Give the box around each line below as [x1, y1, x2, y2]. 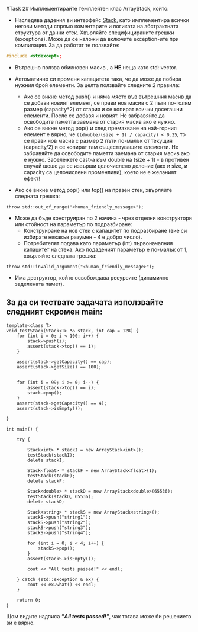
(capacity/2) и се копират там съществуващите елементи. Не [23, 143, 179, 150]
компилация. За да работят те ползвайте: [14, 41, 120, 49]
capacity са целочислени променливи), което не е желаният [23, 168, 177, 175]
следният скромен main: [6, 307, 103, 317]
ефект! [23, 175, 40, 182]
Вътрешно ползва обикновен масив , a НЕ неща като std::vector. [14, 63, 177, 70]
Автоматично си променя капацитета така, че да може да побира [14, 75, 182, 82]
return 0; [17, 597, 41, 603]
